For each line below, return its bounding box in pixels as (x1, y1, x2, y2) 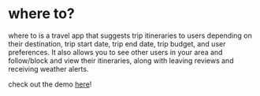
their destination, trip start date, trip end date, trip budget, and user (8, 39, 226, 48)
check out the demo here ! (8, 79, 92, 89)
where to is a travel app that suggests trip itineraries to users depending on (8, 31, 252, 40)
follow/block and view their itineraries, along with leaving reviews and (8, 56, 234, 65)
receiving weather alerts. (8, 64, 89, 73)
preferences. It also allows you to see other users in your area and (8, 47, 223, 57)
